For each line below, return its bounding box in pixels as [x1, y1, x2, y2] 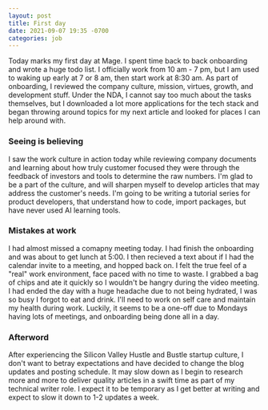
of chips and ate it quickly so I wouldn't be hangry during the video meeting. [8, 278, 260, 287]
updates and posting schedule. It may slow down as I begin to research [8, 367, 243, 377]
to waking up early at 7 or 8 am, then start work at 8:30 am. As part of [8, 73, 238, 83]
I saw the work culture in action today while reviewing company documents [8, 154, 258, 164]
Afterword [8, 331, 50, 343]
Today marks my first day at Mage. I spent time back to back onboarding [8, 56, 248, 66]
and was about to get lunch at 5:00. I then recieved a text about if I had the [8, 252, 254, 262]
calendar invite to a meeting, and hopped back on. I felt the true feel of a [8, 260, 247, 270]
